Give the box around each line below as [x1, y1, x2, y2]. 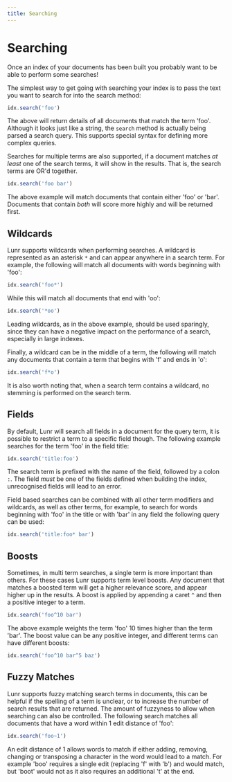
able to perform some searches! [7, 70, 99, 78]
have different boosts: [7, 639, 70, 647]
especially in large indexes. [7, 334, 84, 343]
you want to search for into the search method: [7, 91, 141, 99]
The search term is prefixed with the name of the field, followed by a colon [7, 468, 220, 476]
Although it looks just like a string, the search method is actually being [7, 124, 206, 132]
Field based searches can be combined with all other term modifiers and [7, 495, 214, 504]
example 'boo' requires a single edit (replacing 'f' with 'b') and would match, [7, 759, 225, 768]
